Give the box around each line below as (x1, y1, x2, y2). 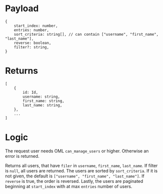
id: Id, (23, 90, 38, 95)
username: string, (23, 94, 60, 99)
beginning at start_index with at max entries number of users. (5, 183, 133, 189)
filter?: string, (14, 44, 49, 49)
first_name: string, (23, 98, 65, 103)
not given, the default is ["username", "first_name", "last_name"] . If (5, 173, 144, 179)
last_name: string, (23, 103, 63, 108)
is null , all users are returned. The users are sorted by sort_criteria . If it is (5, 168, 158, 173)
